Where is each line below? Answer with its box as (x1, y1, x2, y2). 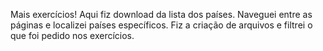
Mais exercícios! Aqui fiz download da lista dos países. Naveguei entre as (10, 9, 313, 20)
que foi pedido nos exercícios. (10, 30, 135, 41)
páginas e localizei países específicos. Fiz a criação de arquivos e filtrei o (10, 19, 313, 31)
